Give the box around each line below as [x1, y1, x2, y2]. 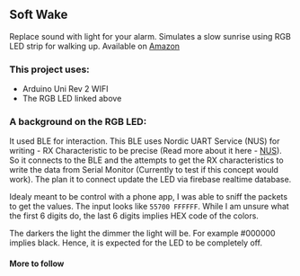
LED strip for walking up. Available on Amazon [9, 40, 181, 51]
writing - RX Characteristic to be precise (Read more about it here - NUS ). [9, 146, 283, 156]
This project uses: [9, 63, 90, 76]
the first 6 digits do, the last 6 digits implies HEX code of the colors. [9, 210, 259, 221]
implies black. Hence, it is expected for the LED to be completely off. [9, 237, 263, 248]
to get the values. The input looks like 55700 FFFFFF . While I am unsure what [9, 201, 289, 212]
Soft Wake [9, 7, 68, 22]
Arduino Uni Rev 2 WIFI [22, 84, 109, 94]
